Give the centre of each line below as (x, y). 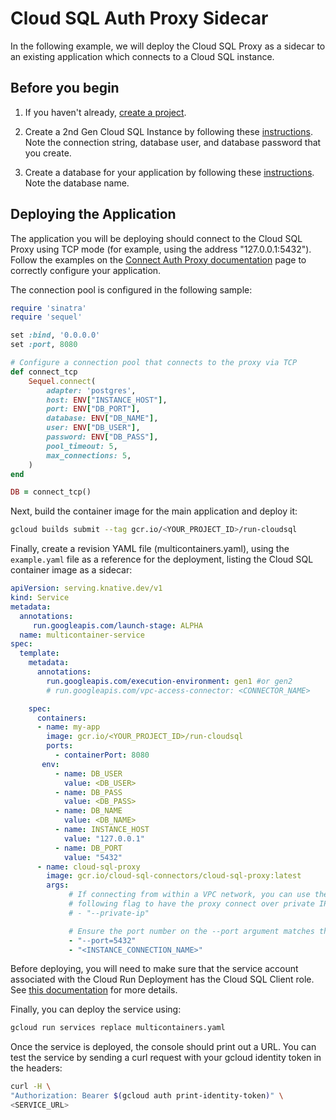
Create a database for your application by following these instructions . (169, 172)
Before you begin (65, 88)
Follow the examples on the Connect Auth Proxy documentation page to (158, 259)
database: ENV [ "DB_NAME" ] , (102, 418)
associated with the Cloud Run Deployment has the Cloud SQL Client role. (162, 979)
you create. (48, 153)
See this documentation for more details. (94, 990)
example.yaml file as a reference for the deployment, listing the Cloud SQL (162, 559)
